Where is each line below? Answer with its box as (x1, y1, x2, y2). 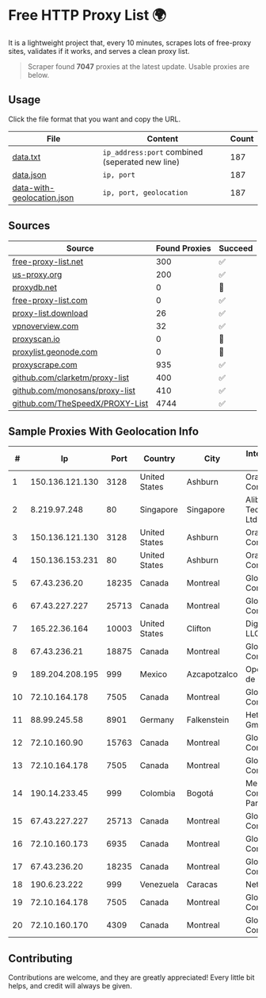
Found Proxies (155, 243, 211, 254)
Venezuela (139, 879, 180, 890)
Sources (8, 219, 51, 232)
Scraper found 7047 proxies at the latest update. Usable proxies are (27, 61, 250, 71)
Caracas (186, 879, 218, 890)
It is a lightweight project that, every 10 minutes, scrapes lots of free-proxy (8, 37, 252, 48)
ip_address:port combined (102, 146, 203, 157)
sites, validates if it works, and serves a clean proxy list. (8, 46, 190, 56)
